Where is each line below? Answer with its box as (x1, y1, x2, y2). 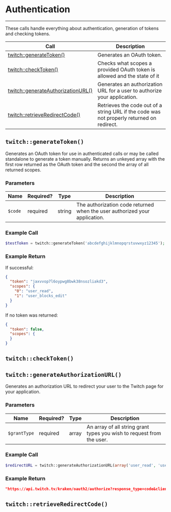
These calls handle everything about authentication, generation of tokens (5, 25, 159, 31)
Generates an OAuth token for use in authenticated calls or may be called (5, 150, 159, 157)
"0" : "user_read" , (14, 289, 53, 294)
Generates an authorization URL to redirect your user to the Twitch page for (5, 383, 164, 390)
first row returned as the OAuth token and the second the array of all (5, 161, 149, 167)
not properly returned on (97, 114, 157, 121)
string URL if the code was (97, 108, 161, 115)
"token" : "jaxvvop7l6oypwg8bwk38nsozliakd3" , (10, 279, 108, 284)
